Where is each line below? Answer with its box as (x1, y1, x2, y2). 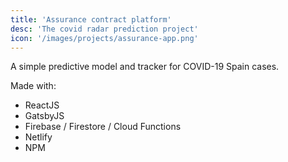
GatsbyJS (24, 110, 65, 122)
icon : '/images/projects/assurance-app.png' (10, 33, 199, 43)
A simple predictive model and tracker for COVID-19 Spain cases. (10, 61, 280, 73)
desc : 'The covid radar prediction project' (10, 24, 199, 34)
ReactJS (24, 99, 60, 111)
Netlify (24, 131, 53, 143)
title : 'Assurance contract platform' (10, 14, 172, 25)
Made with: (10, 80, 57, 92)
